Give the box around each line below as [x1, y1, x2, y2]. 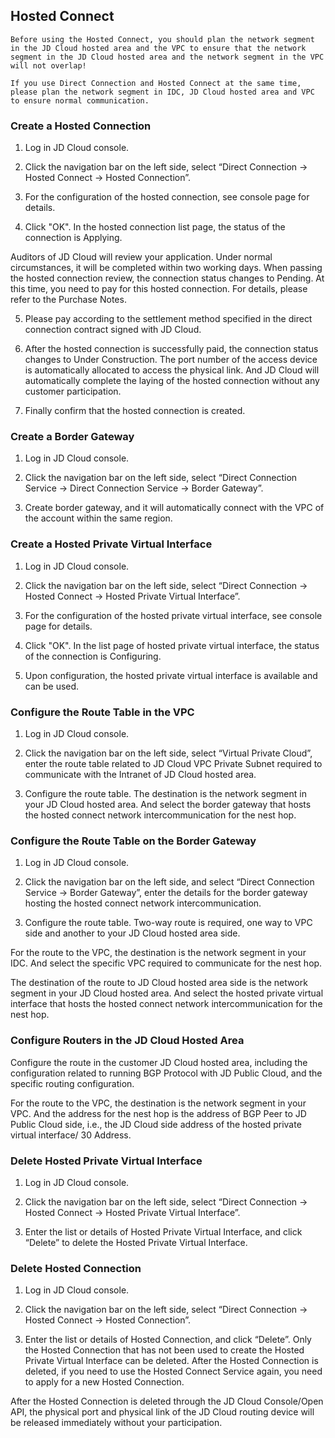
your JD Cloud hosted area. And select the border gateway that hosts [24, 799, 312, 810]
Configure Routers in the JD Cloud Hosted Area [10, 1034, 245, 1048]
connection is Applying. [24, 232, 123, 244]
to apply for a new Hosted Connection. [24, 1376, 185, 1388]
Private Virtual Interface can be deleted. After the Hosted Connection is [24, 1355, 319, 1367]
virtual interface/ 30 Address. [10, 1129, 132, 1141]
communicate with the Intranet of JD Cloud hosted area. [24, 769, 257, 780]
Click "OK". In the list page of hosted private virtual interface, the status [24, 639, 320, 651]
